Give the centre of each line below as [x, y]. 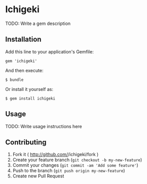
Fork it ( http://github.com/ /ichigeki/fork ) [56, 155]
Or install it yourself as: [29, 89]
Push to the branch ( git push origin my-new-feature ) [69, 171]
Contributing [26, 142]
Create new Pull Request [38, 176]
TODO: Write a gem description [38, 23]
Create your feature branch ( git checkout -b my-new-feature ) [77, 160]
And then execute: [24, 70]
